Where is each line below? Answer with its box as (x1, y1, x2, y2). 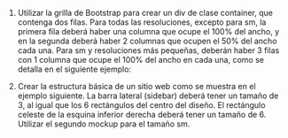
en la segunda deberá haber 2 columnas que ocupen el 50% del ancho (17, 35, 277, 46)
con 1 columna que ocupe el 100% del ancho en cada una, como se (17, 55, 264, 65)
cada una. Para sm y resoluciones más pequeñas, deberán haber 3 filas (17, 45, 280, 56)
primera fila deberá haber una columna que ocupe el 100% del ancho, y (17, 27, 280, 36)
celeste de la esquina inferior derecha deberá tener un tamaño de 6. (17, 110, 267, 119)
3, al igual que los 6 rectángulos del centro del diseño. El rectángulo (17, 100, 266, 110)
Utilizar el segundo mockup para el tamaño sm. (17, 119, 191, 129)
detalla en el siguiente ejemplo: (17, 64, 131, 74)
